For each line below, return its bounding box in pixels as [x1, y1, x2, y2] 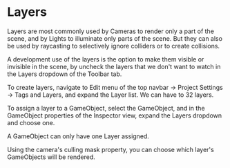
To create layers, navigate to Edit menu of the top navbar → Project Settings [7, 83, 223, 91]
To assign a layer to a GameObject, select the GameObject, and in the [7, 104, 205, 112]
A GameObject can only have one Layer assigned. [7, 132, 150, 140]
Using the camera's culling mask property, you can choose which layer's [7, 145, 214, 153]
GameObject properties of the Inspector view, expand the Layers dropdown [7, 111, 222, 120]
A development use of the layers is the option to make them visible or [7, 55, 204, 63]
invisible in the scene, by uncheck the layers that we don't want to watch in [7, 62, 221, 71]
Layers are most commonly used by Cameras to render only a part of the [7, 27, 214, 35]
